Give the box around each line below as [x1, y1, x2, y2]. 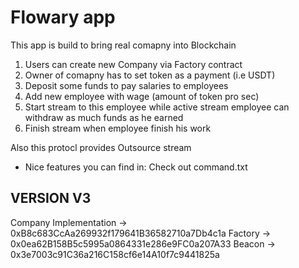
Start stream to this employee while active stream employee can [24, 101, 290, 113]
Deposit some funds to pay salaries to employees [24, 79, 229, 91]
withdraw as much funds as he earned [24, 111, 184, 123]
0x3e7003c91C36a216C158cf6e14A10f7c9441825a [10, 248, 220, 260]
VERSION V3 [10, 190, 92, 207]
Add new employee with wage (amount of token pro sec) [24, 90, 260, 102]
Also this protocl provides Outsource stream [10, 141, 192, 153]
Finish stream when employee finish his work [24, 122, 212, 134]
